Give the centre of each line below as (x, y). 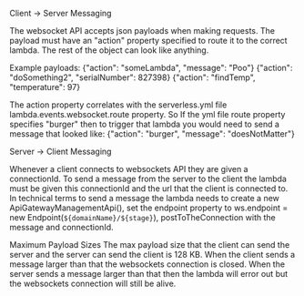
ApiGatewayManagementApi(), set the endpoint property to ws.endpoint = (149, 208)
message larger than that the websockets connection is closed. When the (147, 264)
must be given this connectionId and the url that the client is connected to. (149, 189)
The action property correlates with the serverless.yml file (118, 105)
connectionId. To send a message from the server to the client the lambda (148, 179)
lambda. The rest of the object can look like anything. (109, 50)
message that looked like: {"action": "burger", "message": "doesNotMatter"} (152, 134)
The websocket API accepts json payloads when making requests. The (142, 31)
